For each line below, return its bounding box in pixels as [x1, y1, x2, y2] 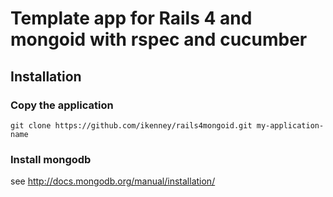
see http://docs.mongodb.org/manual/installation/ [10, 175, 216, 187]
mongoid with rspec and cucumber [10, 28, 308, 51]
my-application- [256, 120, 325, 131]
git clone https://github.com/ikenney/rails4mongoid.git [10, 120, 253, 131]
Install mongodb [10, 152, 92, 166]
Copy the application [10, 98, 114, 112]
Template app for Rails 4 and [10, 7, 253, 30]
